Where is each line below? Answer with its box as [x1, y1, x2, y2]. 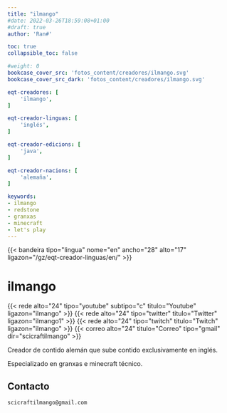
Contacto [7, 380, 50, 392]
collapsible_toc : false [7, 50, 78, 57]
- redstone [7, 206, 40, 214]
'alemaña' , [20, 174, 53, 181]
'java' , [20, 147, 43, 155]
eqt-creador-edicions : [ [7, 141, 81, 148]
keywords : [7, 193, 37, 200]
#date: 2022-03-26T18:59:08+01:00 [7, 17, 110, 24]
